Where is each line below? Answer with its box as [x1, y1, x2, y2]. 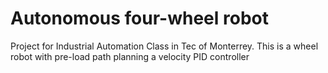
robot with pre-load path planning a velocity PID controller [10, 50, 250, 62]
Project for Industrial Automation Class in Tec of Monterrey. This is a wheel [10, 40, 319, 52]
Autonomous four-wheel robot [10, 7, 269, 30]
